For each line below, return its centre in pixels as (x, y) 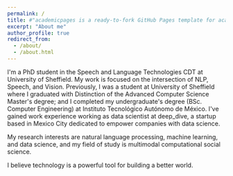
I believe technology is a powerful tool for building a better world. (100, 165)
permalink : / (26, 14)
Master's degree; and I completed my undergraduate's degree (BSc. (105, 101)
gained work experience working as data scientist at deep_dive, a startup (112, 116)
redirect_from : (29, 39)
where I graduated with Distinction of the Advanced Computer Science (108, 94)
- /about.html (34, 53)
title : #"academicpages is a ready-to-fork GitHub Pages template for (111, 20)
